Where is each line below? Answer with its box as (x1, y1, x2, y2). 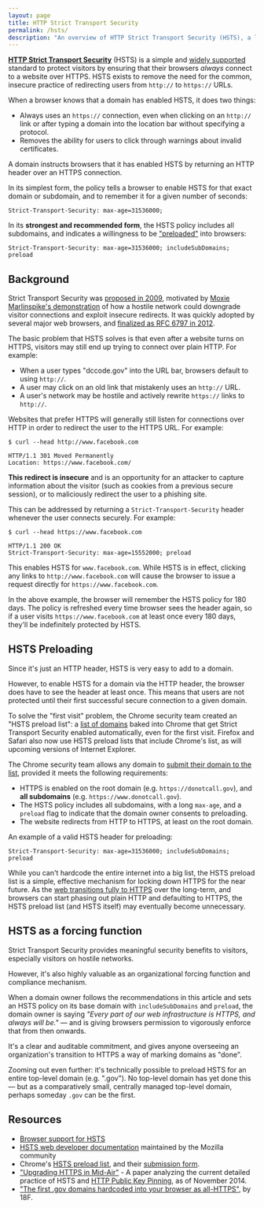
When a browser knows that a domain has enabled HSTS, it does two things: (8, 95, 256, 105)
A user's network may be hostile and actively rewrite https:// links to (19, 391, 245, 400)
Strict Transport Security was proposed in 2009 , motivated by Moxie (8, 293, 230, 303)
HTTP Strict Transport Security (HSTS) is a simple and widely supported (8, 55, 246, 65)
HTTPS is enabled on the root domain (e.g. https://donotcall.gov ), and (19, 783, 253, 793)
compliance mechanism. (8, 977, 88, 987)
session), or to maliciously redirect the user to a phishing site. (8, 489, 207, 499)
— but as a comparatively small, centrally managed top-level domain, (8, 1081, 233, 1091)
